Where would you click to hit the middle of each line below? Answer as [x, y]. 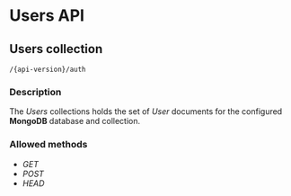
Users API [47, 16]
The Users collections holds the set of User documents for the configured [146, 111]
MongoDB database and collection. [75, 121]
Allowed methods [48, 145]
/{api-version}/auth [48, 69]
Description [35, 92]
